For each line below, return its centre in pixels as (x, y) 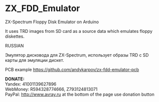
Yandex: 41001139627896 (31, 84)
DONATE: (15, 79)
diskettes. (15, 36)
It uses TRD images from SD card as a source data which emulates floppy (79, 31)
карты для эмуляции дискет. (35, 60)
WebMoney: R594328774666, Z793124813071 (51, 89)
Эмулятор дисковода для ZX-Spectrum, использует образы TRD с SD (77, 55)
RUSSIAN (15, 45)
